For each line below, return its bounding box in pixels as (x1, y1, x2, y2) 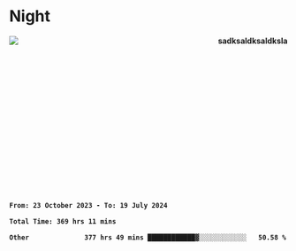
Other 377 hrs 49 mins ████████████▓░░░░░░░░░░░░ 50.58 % (9, 232, 287, 242)
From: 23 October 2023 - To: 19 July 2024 (9, 201, 168, 209)
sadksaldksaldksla (217, 35, 288, 46)
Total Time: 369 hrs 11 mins (9, 217, 117, 226)
